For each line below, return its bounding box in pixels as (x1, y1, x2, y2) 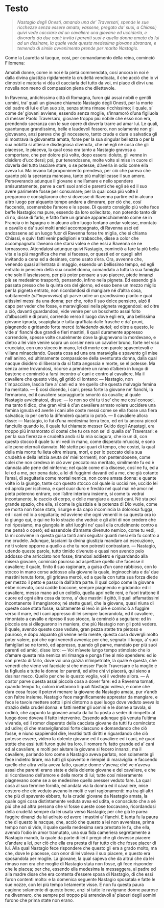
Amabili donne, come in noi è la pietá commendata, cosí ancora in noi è (5, 69, 149, 75)
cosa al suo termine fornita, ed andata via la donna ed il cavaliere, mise (5, 782, 148, 788)
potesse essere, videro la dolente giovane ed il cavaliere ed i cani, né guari (5, 735, 156, 741)
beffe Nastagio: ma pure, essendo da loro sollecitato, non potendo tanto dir (5, 209, 157, 215)
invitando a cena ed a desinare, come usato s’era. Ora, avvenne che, (5, 256, 143, 262)
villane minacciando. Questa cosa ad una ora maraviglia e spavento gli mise (5, 350, 158, 356)
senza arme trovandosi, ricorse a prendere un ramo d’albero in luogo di (5, 365, 148, 371)
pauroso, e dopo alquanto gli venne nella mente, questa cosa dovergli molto (5, 631, 158, 637)
